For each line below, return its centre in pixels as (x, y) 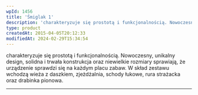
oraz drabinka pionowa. (35, 80)
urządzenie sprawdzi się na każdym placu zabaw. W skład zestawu (88, 68)
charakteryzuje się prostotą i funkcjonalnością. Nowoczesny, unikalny (91, 55)
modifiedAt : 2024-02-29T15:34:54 (47, 39)
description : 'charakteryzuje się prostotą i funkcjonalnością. (87, 22)
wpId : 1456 (19, 11)
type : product (24, 28)
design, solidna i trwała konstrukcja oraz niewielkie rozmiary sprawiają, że (96, 62)
